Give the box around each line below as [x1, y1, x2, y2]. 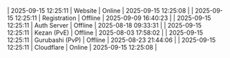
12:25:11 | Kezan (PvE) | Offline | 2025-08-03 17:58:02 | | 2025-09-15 [7, 28, 204, 37]
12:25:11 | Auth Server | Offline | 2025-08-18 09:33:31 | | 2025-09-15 [7, 21, 202, 29]
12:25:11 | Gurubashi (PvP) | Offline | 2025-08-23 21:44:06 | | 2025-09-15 [7, 36, 216, 44]
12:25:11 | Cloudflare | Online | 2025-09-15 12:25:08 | [7, 43, 157, 51]
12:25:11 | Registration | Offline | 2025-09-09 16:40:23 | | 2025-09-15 [15, 14, 211, 22]
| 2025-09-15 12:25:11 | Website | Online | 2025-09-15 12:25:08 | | [7, 7, 194, 14]
